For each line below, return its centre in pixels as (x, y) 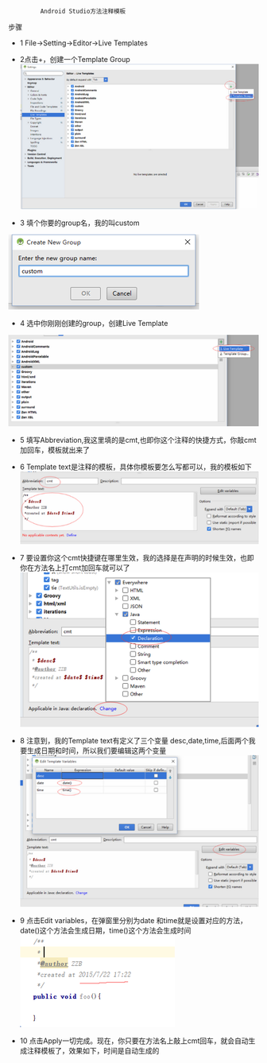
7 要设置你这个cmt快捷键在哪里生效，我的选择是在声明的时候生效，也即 (137, 557)
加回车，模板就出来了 (54, 450)
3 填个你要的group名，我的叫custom (80, 223)
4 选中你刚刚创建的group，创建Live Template (94, 323)
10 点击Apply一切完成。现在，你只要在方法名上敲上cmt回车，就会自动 (134, 1041)
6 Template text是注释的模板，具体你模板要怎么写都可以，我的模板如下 (135, 467)
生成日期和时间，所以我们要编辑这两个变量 (97, 751)
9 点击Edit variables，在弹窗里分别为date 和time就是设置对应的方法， (133, 920)
